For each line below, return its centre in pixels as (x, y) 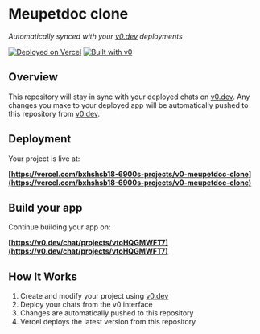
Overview (33, 77)
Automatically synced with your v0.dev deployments (95, 36)
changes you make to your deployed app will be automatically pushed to (128, 105)
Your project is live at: (44, 159)
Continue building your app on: (60, 227)
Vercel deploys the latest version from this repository (108, 322)
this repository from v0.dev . (54, 113)
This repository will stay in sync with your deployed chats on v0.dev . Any (129, 97)
